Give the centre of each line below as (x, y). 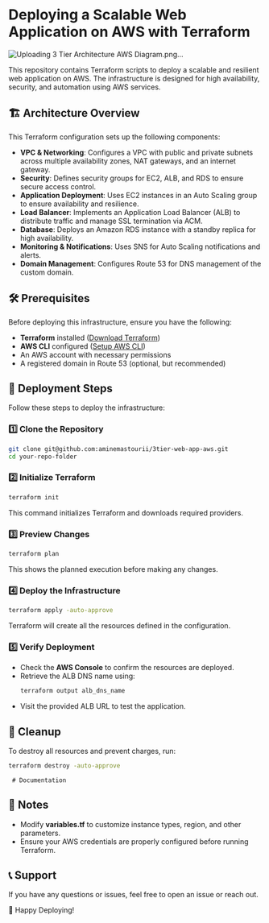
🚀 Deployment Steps (60, 388)
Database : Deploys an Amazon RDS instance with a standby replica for (138, 229)
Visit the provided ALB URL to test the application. (103, 706)
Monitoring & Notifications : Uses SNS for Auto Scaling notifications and (140, 246)
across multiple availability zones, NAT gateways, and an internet (128, 161)
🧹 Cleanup (35, 732)
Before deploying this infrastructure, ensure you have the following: (120, 322)
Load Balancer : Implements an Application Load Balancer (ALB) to (130, 212)
